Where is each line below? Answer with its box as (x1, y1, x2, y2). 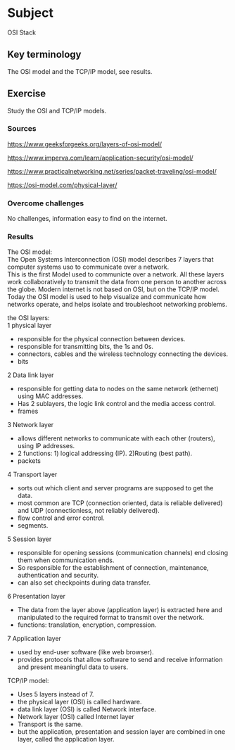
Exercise (7, 88, 46, 100)
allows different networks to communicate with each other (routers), (17, 434, 216, 443)
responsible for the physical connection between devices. (17, 335, 186, 343)
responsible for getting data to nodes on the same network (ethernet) (17, 385, 220, 393)
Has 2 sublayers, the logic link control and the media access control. (17, 400, 216, 408)
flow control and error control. (17, 514, 105, 522)
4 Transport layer (7, 470, 58, 479)
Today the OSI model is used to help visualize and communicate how (7, 293, 207, 301)
